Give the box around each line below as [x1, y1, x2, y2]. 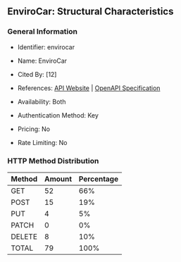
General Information [7, 27, 78, 37]
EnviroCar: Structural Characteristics [7, 6, 174, 18]
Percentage [78, 174, 119, 184]
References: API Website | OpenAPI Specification [17, 84, 161, 92]
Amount [44, 174, 73, 184]
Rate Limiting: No [17, 138, 68, 146]
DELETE [11, 232, 37, 242]
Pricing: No [17, 125, 51, 133]
